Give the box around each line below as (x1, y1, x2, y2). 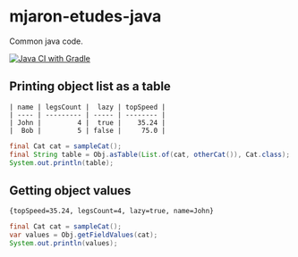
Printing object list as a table (9, 79, 172, 95)
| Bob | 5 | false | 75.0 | (9, 126, 166, 135)
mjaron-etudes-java (9, 6, 162, 27)
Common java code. (9, 36, 83, 46)
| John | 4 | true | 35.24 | (9, 118, 166, 127)
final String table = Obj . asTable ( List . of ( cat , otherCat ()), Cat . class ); (9, 150, 291, 159)
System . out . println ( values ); (9, 238, 118, 247)
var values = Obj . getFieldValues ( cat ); (9, 230, 158, 240)
